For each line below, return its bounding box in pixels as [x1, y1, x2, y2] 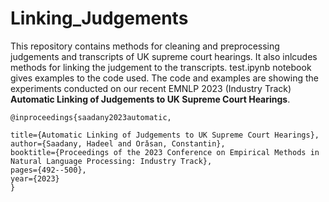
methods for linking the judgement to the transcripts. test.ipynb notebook [10, 61, 312, 73]
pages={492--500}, [10, 165, 87, 175]
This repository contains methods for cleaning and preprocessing [10, 40, 280, 52]
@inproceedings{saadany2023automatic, [10, 112, 172, 122]
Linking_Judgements [10, 7, 189, 30]
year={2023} [10, 173, 60, 184]
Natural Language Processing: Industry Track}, [10, 156, 213, 166]
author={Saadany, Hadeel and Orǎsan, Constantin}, [10, 138, 226, 149]
